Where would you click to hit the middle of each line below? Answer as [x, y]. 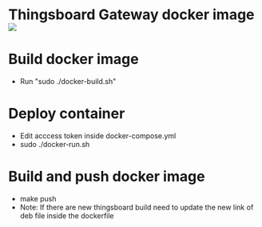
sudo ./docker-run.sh [55, 145]
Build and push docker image [107, 177]
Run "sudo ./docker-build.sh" [68, 82]
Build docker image [73, 60]
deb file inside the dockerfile [67, 216]
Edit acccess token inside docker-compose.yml [98, 136]
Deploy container [67, 114]
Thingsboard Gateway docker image [131, 15]
